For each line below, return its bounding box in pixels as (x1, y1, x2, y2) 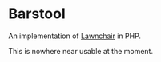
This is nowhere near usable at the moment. (8, 46, 154, 56)
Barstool (8, 5, 66, 23)
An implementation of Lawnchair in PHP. (8, 31, 142, 41)
